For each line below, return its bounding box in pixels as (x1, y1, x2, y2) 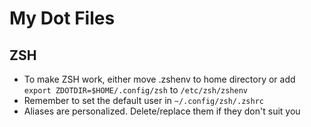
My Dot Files (9, 7, 116, 30)
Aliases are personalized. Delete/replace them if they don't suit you (23, 105, 301, 117)
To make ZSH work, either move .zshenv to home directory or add (23, 73, 296, 85)
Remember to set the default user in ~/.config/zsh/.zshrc (23, 95, 264, 106)
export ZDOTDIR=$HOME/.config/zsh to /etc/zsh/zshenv (23, 84, 248, 96)
